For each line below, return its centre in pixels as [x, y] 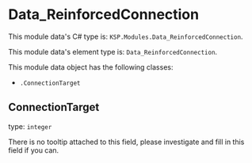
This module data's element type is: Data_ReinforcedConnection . [113, 51]
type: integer [30, 126]
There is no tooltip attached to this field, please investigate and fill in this [126, 142]
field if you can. [34, 150]
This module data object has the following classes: [91, 67]
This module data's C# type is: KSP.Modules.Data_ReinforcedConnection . [126, 36]
